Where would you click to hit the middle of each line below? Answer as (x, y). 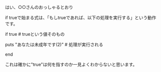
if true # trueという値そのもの (35, 34)
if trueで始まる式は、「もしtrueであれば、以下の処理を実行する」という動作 (80, 18)
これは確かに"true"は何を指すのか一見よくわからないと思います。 (71, 64)
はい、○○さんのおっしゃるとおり (39, 7)
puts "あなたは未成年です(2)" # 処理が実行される (54, 45)
